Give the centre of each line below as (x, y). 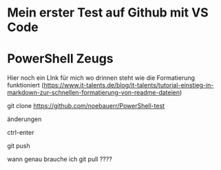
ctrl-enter (21, 133)
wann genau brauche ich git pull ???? (60, 159)
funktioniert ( (25, 85)
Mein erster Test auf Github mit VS (108, 13)
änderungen (24, 119)
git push (19, 146)
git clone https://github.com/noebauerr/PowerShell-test (86, 106)
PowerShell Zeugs (60, 59)
